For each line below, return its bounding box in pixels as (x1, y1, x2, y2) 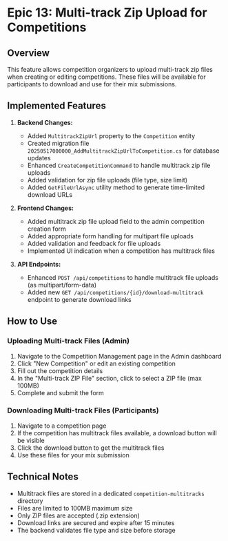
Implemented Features (7, 100, 107, 112)
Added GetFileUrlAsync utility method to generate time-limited (27, 183, 205, 191)
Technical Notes (7, 471, 79, 483)
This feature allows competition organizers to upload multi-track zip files (7, 66, 214, 73)
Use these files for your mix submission (17, 450, 129, 459)
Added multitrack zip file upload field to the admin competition (27, 217, 205, 225)
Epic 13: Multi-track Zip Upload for (7, 5, 208, 21)
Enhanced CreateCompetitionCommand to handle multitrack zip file (27, 161, 211, 169)
